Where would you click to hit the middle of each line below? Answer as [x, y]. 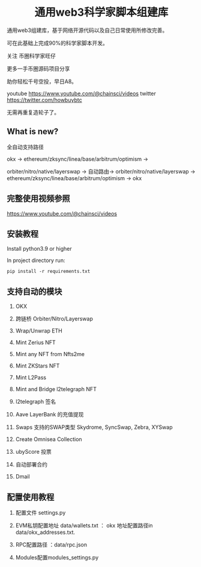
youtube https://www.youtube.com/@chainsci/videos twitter [82, 93]
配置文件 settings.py [40, 512]
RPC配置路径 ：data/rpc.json [51, 545]
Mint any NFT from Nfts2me [50, 354]
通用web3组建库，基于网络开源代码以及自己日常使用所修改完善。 [87, 30]
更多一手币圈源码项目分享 [38, 68]
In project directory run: [36, 260]
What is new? [33, 132]
